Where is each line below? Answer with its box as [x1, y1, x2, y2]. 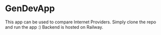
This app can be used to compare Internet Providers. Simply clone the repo [5, 19, 156, 25]
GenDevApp [5, 3, 55, 14]
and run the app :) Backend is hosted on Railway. [5, 24, 103, 30]
